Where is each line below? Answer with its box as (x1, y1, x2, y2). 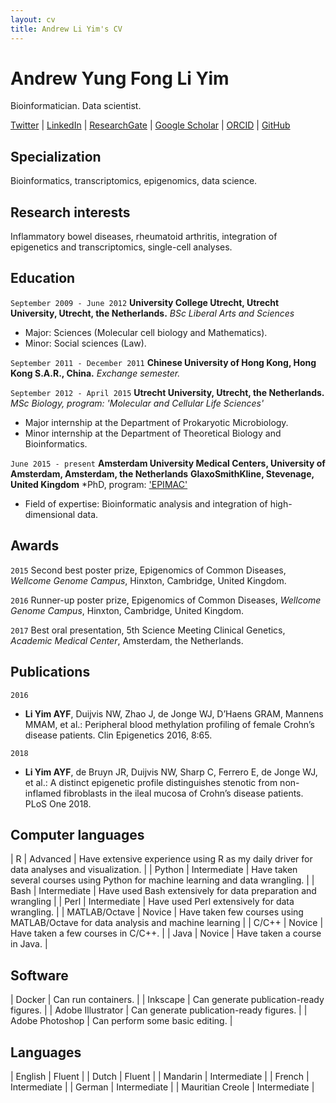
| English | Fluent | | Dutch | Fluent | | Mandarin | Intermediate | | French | (10, 1070, 310, 1082)
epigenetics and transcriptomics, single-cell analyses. (10, 241, 233, 253)
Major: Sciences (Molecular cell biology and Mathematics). (24, 326, 268, 338)
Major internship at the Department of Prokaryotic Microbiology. (24, 416, 289, 428)
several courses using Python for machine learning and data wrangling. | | (10, 874, 315, 886)
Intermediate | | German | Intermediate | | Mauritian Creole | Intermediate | (10, 1081, 315, 1093)
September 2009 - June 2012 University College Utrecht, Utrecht (10, 296, 280, 308)
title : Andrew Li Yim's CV (10, 24, 123, 34)
